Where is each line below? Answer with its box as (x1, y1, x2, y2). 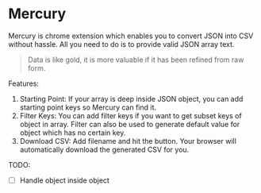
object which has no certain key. (19, 128, 126, 137)
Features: (8, 79, 40, 88)
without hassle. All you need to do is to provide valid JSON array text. (8, 39, 235, 48)
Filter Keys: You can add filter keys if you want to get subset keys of (19, 110, 242, 120)
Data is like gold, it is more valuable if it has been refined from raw (27, 55, 244, 64)
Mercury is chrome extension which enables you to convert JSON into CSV (8, 31, 254, 41)
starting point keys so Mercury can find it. (19, 102, 157, 112)
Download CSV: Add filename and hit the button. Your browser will (19, 136, 236, 145)
